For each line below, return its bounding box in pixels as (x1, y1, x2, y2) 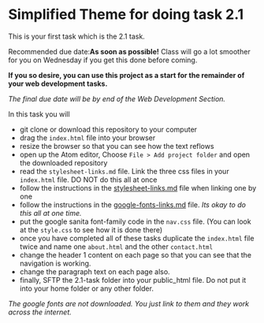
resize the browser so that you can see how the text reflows (19, 141, 214, 150)
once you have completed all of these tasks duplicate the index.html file (19, 233, 255, 243)
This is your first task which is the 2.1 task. (8, 32, 146, 41)
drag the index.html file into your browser (19, 132, 156, 143)
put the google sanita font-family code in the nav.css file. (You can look (19, 217, 251, 226)
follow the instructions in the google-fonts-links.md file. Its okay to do (19, 199, 247, 210)
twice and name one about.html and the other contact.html (19, 242, 214, 251)
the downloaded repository (19, 158, 108, 167)
